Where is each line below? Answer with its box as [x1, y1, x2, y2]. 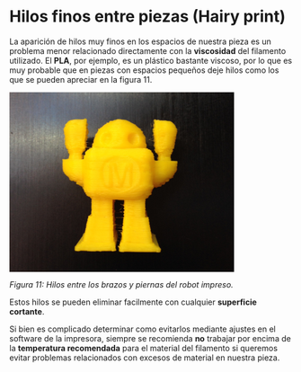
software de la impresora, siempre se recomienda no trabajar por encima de [9, 332, 292, 343]
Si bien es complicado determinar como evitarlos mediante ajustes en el [9, 323, 276, 334]
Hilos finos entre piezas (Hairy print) [9, 6, 286, 27]
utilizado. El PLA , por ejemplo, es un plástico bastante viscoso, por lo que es [9, 55, 293, 66]
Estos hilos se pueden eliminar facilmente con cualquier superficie [9, 297, 258, 307]
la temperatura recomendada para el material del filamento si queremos [9, 342, 279, 353]
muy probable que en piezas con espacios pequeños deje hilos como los [9, 65, 279, 75]
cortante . [9, 306, 45, 316]
